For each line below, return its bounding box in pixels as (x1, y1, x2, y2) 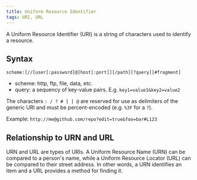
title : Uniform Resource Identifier (6, 8, 96, 15)
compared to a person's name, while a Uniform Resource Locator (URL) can (6, 155, 191, 162)
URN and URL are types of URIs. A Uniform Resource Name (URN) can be (6, 149, 186, 156)
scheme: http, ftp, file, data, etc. (14, 80, 93, 87)
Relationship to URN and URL (6, 133, 114, 143)
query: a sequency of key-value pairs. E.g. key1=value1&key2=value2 (14, 86, 180, 94)
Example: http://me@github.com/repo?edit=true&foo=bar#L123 (6, 115, 157, 123)
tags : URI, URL (6, 14, 44, 20)
